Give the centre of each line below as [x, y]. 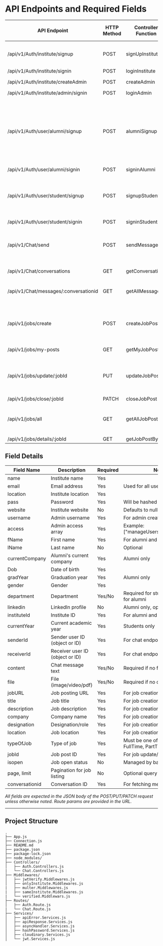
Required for [138, 593]
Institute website [70, 509]
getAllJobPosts [143, 418]
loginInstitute [141, 71]
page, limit [19, 773]
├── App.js [16, 837]
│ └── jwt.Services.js [30, 939]
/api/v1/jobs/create [30, 323]
